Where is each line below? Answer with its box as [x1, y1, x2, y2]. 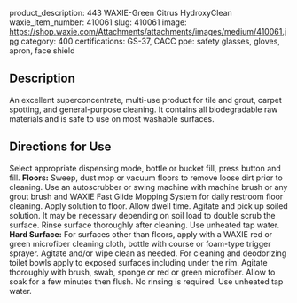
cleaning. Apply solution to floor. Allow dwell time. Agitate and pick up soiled [9, 200, 288, 211]
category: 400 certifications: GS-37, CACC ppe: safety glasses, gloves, [20, 36, 281, 46]
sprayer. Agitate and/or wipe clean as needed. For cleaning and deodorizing [9, 248, 287, 259]
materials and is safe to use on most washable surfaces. [9, 113, 215, 124]
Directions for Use [9, 140, 112, 155]
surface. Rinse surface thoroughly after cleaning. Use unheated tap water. [9, 219, 280, 230]
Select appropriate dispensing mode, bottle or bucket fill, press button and [9, 163, 281, 173]
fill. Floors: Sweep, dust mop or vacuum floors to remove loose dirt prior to [9, 172, 284, 183]
